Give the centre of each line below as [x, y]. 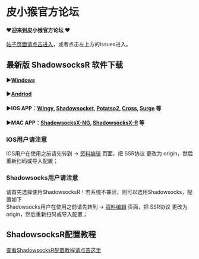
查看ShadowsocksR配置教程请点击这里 [54, 250]
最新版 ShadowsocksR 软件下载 [65, 65]
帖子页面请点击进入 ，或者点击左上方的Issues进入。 [69, 44]
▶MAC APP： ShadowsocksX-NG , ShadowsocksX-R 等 [75, 123]
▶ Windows [21, 80]
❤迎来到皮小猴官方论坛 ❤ [38, 30]
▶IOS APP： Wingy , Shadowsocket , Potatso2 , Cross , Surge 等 [84, 108]
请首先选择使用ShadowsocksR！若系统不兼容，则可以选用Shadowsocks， [97, 192]
